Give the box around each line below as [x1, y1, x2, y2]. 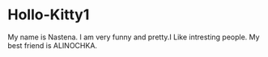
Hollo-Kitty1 [7, 6, 90, 24]
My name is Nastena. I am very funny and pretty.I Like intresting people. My [7, 32, 260, 42]
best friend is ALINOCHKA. [7, 40, 98, 50]
